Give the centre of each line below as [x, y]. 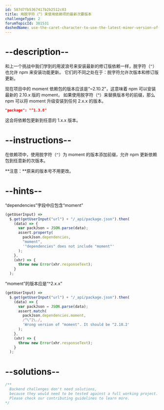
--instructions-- [38, 140]
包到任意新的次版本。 [26, 160]
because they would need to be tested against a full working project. [84, 394]
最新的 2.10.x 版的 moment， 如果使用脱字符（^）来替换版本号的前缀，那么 [80, 95]
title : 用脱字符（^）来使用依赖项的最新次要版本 [48, 14]
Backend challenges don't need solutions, [53, 389]
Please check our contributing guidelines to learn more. [70, 398]
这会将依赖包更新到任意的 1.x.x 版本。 [43, 120]
